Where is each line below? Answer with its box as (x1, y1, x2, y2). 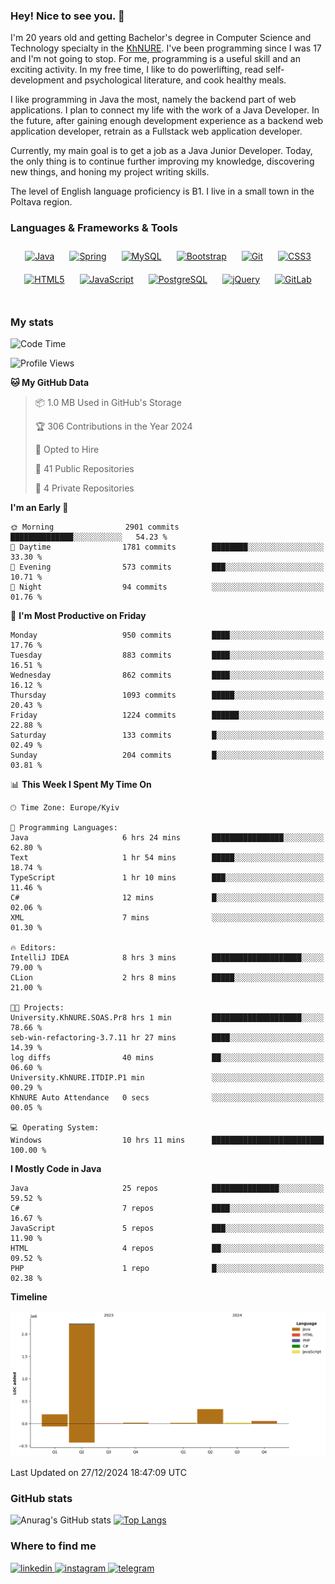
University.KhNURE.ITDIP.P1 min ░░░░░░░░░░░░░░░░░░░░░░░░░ (10, 1072, 325, 1083)
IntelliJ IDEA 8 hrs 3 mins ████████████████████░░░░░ (10, 952, 325, 963)
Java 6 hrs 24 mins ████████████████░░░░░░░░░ (10, 832, 325, 843)
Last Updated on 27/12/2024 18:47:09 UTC (10, 1467, 187, 1479)
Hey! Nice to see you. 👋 (10, 9, 125, 23)
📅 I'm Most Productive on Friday (10, 609, 147, 621)
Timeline (10, 1290, 48, 1303)
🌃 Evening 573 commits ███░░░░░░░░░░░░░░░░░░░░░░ (10, 562, 325, 572)
